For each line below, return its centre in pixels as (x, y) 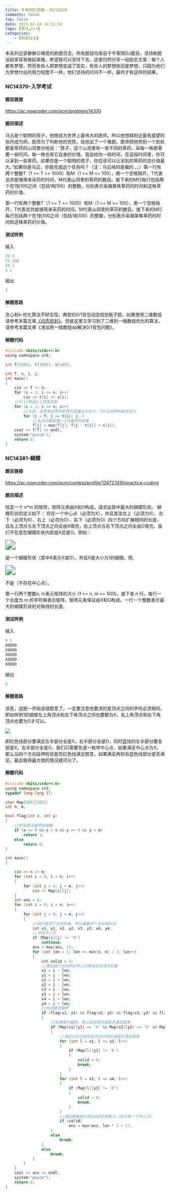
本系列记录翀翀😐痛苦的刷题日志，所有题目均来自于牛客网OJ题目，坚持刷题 (84, 53)
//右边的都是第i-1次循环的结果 (61, 421)
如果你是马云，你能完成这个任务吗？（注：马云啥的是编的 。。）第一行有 (88, 167)
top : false (17, 19)
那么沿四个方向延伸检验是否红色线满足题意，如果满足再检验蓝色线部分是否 (83, 754)
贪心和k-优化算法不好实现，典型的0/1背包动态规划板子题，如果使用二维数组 (84, 315)
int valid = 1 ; (57, 961)
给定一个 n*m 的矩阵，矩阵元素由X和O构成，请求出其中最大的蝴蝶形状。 (80, 507)
